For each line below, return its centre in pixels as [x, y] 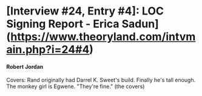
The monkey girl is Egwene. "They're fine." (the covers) [76, 86]
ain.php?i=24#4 [48, 50]
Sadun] [140, 24]
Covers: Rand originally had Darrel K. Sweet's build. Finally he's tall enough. [101, 80]
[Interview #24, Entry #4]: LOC [85, 11]
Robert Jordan [25, 66]
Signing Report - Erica [63, 24]
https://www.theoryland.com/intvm [103, 37]
